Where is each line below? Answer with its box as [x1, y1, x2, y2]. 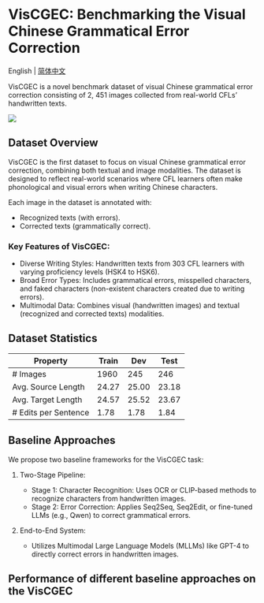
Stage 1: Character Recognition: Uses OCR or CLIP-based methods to [31, 485, 257, 494]
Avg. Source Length [12, 381, 85, 392]
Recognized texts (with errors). [19, 213, 121, 222]
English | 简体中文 [8, 65, 66, 76]
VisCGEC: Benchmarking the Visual [8, 6, 246, 24]
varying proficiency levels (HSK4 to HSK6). [19, 267, 160, 277]
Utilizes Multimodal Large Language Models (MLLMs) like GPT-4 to [31, 541, 250, 550]
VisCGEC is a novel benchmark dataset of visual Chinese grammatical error [8, 81, 254, 91]
